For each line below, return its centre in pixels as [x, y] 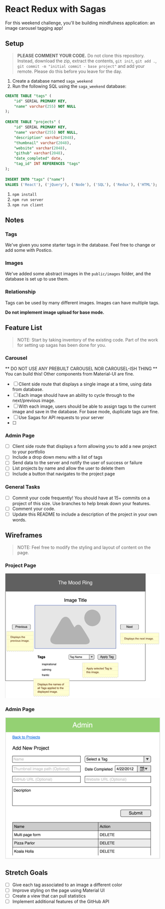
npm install [24, 194]
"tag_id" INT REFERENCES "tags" [47, 164]
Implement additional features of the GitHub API [61, 901]
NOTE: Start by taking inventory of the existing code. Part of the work [88, 339]
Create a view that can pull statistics [49, 896]
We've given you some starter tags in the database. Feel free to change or [80, 245]
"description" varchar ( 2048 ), [45, 138]
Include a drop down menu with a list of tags [57, 457]
